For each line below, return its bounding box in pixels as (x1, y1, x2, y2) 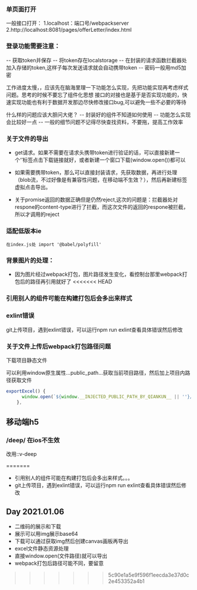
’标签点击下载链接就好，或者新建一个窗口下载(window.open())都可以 (21, 156, 186, 163)
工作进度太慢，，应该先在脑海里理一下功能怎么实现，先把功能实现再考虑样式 (6, 84, 189, 91)
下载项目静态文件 (6, 357, 47, 364)
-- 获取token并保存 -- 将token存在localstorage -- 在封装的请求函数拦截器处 (6, 56, 187, 64)
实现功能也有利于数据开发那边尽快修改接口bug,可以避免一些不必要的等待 (11, 98, 186, 105)
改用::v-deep (6, 451, 37, 458)
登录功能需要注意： (6, 42, 60, 51)
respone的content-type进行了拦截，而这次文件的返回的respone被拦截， (14, 203, 189, 210)
